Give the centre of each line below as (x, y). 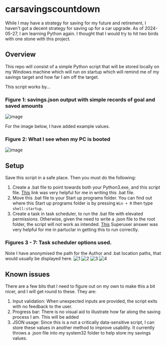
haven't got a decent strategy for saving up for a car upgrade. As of (75, 28)
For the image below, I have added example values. (58, 126)
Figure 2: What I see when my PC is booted (58, 139)
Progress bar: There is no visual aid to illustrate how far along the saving (86, 312)
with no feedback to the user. (42, 307)
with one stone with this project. (38, 39)
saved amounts (24, 106)
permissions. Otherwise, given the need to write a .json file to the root (84, 219)
